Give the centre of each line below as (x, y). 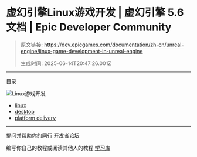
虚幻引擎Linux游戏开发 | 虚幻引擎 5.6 (95, 13)
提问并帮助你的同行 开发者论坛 (43, 135)
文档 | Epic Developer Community (89, 27)
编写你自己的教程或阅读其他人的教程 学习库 (58, 148)
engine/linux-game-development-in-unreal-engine (81, 51)
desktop (25, 111)
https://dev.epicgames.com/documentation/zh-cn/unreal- (114, 45)
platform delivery (35, 118)
